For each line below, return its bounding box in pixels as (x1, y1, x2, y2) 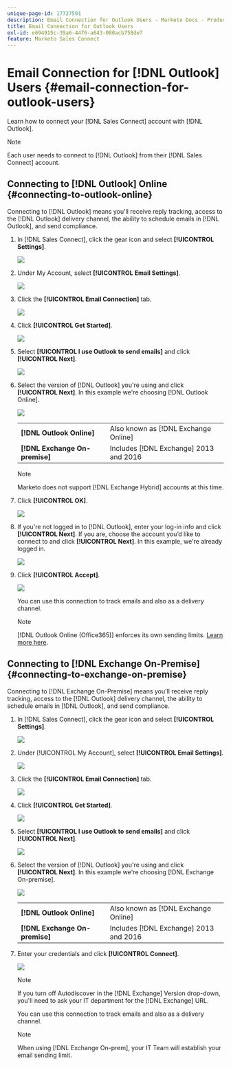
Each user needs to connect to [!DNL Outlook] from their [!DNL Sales (7, 151, 203, 159)
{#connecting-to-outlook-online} (7, 189, 153, 201)
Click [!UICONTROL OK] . (16, 496, 88, 504)
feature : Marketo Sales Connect (7, 36, 100, 43)
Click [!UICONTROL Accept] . (16, 570, 100, 579)
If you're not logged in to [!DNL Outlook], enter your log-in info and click (16, 522, 221, 531)
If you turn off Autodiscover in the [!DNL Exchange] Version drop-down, (16, 989, 221, 997)
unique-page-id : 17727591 (7, 10, 81, 17)
